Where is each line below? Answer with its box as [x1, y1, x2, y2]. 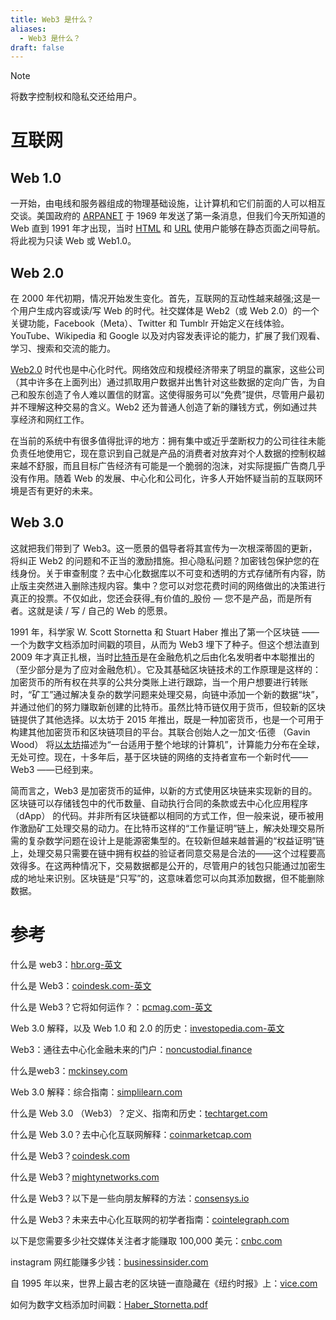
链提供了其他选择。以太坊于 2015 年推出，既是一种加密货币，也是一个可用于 [10, 713, 325, 725]
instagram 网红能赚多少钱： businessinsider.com [10, 1256, 209, 1268]
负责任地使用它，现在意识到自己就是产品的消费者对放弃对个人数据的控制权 [10, 447, 317, 460]
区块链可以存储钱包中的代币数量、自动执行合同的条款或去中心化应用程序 [10, 797, 308, 809]
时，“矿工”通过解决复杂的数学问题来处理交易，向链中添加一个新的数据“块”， [10, 688, 324, 700]
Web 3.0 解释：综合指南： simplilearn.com [10, 1086, 183, 1098]
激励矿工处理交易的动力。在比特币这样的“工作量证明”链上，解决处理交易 [18, 822, 317, 834]
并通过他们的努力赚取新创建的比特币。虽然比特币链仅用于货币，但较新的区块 [10, 701, 326, 713]
